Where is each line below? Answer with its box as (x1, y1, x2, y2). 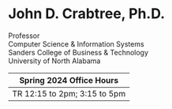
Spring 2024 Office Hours (19, 74, 119, 85)
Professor (8, 31, 40, 40)
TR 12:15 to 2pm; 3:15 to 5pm (12, 88, 126, 99)
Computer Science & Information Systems (8, 39, 144, 48)
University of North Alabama (8, 56, 101, 66)
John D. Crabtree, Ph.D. (8, 5, 166, 23)
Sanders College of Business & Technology (8, 47, 148, 57)
